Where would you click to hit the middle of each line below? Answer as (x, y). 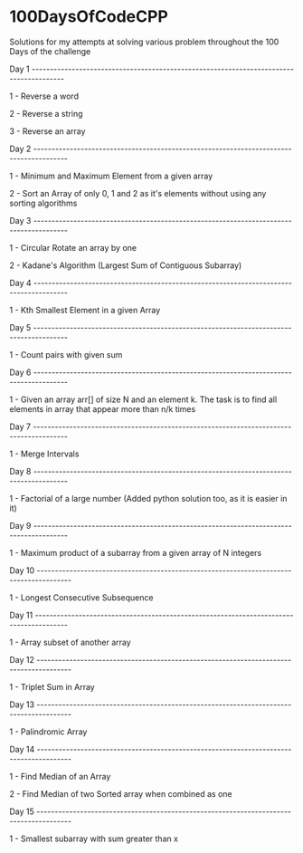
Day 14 (22, 749)
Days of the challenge (50, 51)
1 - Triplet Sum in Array (52, 686)
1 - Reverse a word (44, 96)
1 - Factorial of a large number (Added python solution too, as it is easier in (148, 498)
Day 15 (22, 811)
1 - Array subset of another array (70, 642)
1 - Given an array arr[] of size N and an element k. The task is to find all (143, 399)
